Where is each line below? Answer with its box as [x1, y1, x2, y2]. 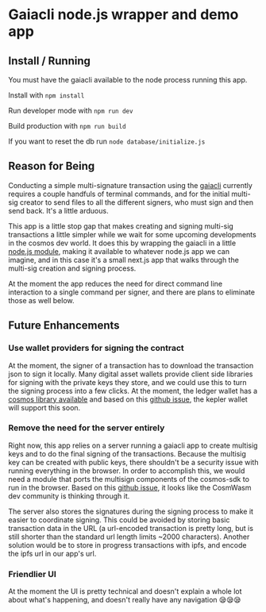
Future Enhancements [8, 319, 121, 333]
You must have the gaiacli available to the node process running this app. [8, 75, 248, 84]
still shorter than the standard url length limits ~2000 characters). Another [8, 532, 250, 541]
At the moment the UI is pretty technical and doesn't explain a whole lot [8, 587, 242, 596]
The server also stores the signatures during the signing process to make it [8, 506, 254, 516]
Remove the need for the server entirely [8, 422, 165, 433]
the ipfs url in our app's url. [8, 548, 97, 558]
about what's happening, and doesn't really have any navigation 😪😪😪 [8, 595, 241, 605]
